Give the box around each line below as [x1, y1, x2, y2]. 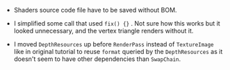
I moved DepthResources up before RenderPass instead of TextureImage [13, 40, 214, 48]
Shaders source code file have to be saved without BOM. [13, 6, 177, 14]
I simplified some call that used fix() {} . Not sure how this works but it [13, 19, 220, 27]
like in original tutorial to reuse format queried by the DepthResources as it [13, 48, 223, 55]
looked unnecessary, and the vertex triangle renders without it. [13, 27, 194, 35]
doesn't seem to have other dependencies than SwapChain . [13, 55, 181, 63]
